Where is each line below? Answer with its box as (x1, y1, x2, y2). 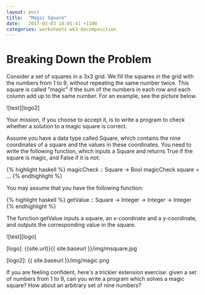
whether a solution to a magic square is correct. (6, 123, 128, 130)
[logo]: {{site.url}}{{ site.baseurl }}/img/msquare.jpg (6, 245, 137, 252)
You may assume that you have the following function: (6, 185, 144, 192)
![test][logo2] (6, 104, 40, 112)
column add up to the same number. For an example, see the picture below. (6, 93, 197, 100)
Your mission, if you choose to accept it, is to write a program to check (6, 116, 185, 123)
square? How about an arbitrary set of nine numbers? (6, 282, 142, 289)
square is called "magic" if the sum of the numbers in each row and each (6, 86, 191, 93)
